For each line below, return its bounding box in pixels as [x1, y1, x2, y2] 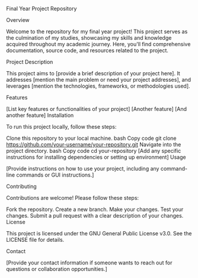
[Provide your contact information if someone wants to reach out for [6, 259, 173, 266]
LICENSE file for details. [6, 237, 65, 243]
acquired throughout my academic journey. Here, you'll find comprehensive [6, 41, 191, 47]
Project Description [6, 59, 53, 65]
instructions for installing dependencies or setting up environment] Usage [6, 154, 186, 161]
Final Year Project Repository [6, 5, 77, 12]
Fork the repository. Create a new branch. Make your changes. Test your [6, 206, 184, 213]
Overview [6, 17, 30, 23]
